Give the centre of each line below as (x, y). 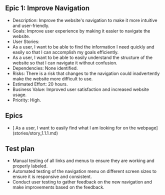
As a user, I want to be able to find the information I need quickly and (83, 46)
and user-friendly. (31, 25)
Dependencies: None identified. (45, 68)
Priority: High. (27, 100)
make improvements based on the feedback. (58, 187)
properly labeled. (30, 166)
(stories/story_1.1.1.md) (35, 133)
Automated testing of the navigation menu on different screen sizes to (84, 171)
